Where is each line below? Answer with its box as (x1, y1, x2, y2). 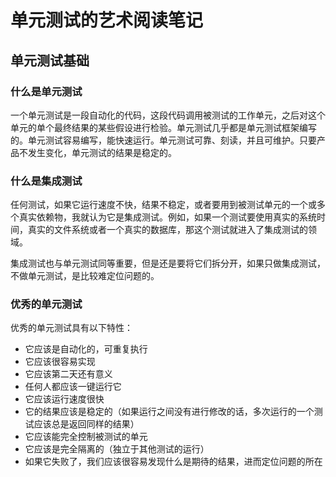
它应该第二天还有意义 (24, 368, 113, 380)
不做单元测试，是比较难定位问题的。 (10, 270, 160, 282)
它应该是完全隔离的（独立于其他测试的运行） (24, 443, 210, 455)
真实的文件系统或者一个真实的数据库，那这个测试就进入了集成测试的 (27, 224, 308, 236)
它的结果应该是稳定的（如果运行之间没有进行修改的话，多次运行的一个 (24, 406, 315, 418)
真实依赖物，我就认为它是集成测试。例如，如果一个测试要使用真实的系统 (18, 211, 317, 223)
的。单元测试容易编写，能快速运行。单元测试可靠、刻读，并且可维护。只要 (10, 134, 317, 146)
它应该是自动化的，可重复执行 (24, 343, 148, 355)
